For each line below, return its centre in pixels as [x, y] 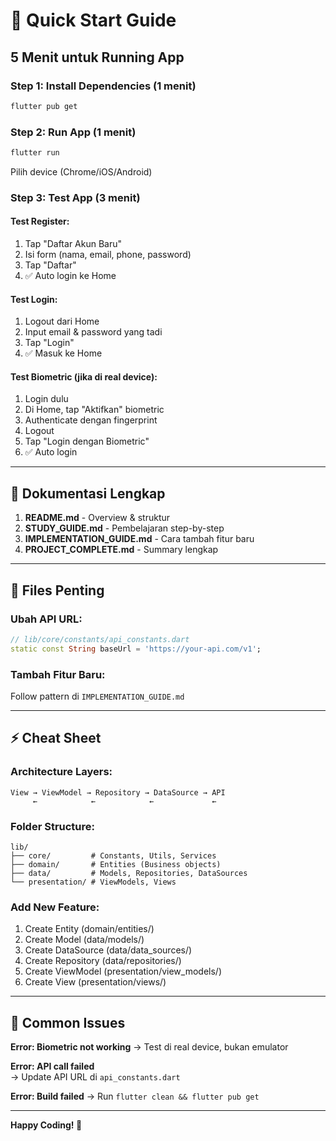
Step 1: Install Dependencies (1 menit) [103, 86]
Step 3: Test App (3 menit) [75, 197]
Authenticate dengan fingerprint [91, 420]
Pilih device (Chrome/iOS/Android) [81, 171]
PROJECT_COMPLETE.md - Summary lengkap [121, 550]
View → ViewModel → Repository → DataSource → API [118, 792]
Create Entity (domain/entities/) [89, 929]
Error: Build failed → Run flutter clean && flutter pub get [135, 1096]
